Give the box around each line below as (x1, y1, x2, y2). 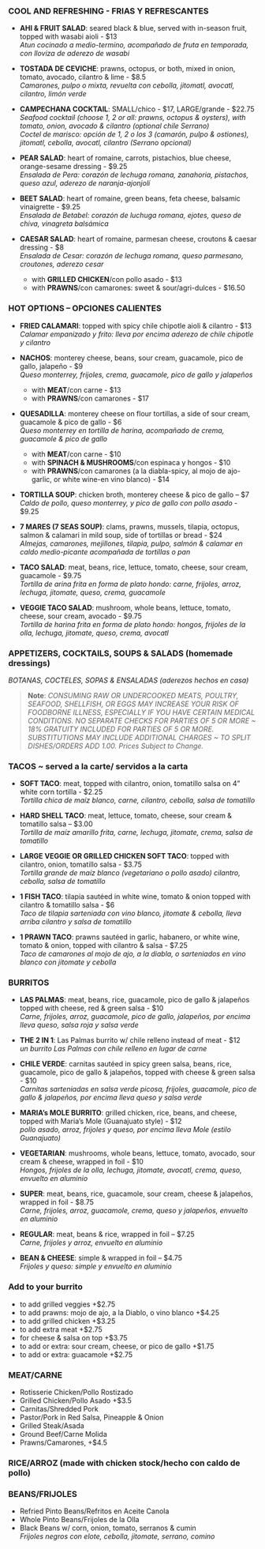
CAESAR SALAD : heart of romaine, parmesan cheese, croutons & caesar (19, 235, 257, 244)
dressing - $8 (19, 243, 65, 252)
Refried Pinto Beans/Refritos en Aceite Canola (19, 1506, 170, 1516)
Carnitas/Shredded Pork (19, 1404, 99, 1414)
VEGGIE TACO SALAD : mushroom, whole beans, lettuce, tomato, (19, 603, 231, 612)
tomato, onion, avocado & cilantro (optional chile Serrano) (19, 121, 210, 131)
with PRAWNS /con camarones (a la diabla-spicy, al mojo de (31, 466, 226, 476)
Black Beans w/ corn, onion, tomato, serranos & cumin (19, 1523, 197, 1533)
